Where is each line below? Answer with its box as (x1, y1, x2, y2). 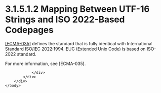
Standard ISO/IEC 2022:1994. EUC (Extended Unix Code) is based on (5, 46, 146, 52)
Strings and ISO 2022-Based (5, 14, 125, 25)
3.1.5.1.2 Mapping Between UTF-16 (5, 3, 150, 15)
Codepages (5, 25, 54, 35)
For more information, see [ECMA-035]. (5, 61, 86, 66)
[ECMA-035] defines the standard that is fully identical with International (5, 40, 153, 46)
